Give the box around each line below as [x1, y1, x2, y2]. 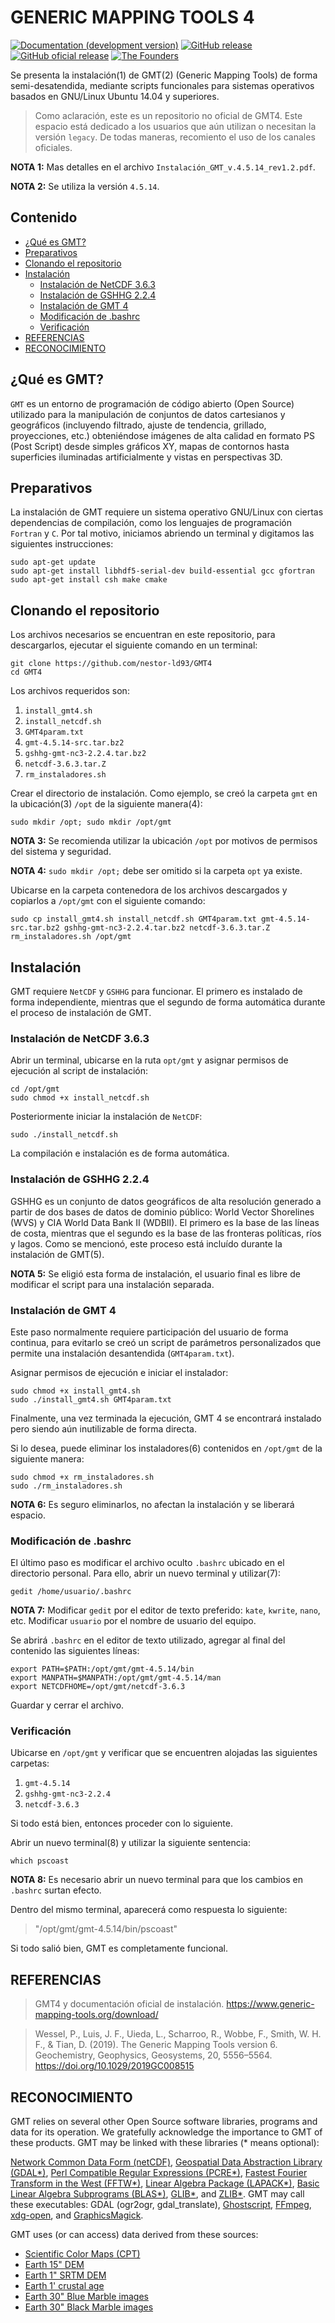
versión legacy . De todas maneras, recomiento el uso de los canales [34, 131, 316, 143]
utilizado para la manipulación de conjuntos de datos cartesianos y [10, 408, 286, 420]
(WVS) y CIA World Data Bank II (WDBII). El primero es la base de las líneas [10, 1216, 320, 1228]
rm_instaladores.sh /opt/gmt [10, 932, 132, 942]
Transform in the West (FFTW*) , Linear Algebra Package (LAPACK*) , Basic [10, 2177, 320, 2190]
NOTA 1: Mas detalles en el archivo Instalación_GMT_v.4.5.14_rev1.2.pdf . [10, 161, 316, 173]
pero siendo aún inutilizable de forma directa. [10, 1422, 198, 1435]
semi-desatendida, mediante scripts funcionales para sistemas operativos [10, 79, 315, 91]
